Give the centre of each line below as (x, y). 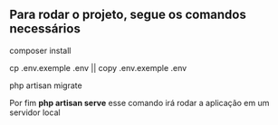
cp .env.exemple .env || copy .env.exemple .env (98, 67)
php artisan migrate (46, 85)
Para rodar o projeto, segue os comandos (128, 15)
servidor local (35, 112)
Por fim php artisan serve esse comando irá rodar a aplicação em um (139, 103)
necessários (45, 29)
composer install (40, 50)
